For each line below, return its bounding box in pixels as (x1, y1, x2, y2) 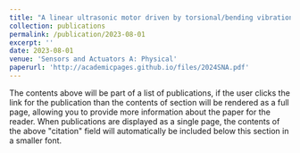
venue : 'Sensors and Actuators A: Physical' (9, 55, 178, 64)
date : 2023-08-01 (9, 47, 74, 55)
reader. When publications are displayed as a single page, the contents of (9, 115, 280, 126)
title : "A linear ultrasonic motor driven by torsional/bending (9, 13, 254, 22)
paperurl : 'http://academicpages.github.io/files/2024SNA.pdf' (9, 64, 250, 72)
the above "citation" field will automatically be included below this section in (9, 125, 289, 136)
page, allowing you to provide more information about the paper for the (9, 106, 271, 117)
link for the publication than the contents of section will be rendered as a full (9, 97, 289, 107)
